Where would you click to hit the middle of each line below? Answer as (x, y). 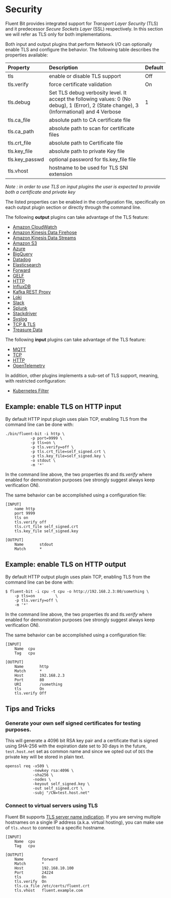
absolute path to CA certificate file (90, 120)
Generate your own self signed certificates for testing (73, 723)
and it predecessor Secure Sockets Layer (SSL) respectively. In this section (84, 28)
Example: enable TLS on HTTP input (63, 407)
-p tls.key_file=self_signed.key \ (68, 456)
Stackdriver (25, 313)
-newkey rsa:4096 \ (53, 771)
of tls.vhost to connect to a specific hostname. (55, 827)
